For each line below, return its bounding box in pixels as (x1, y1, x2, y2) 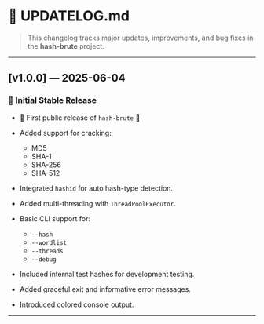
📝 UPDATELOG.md (8, 7, 130, 25)
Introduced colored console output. (19, 300, 134, 309)
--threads (31, 247, 64, 255)
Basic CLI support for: (19, 213, 91, 223)
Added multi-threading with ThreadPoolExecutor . (19, 198, 177, 208)
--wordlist (31, 238, 68, 246)
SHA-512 (31, 168, 60, 177)
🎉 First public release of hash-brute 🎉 (19, 113, 141, 122)
